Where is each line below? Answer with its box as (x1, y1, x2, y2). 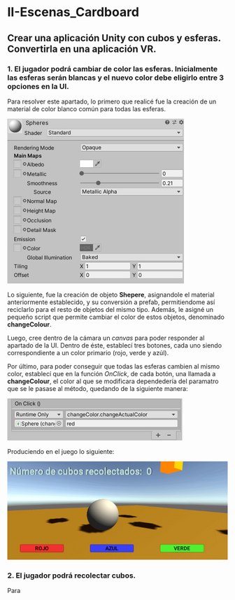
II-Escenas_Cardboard (7, 4, 140, 20)
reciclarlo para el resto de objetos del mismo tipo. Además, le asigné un (7, 305, 214, 313)
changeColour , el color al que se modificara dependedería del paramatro (7, 377, 219, 385)
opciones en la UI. (7, 81, 70, 91)
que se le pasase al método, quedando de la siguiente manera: (7, 384, 188, 392)
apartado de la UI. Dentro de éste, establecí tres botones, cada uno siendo (7, 341, 222, 350)
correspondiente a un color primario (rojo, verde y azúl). (7, 348, 169, 357)
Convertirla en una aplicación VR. (7, 43, 157, 55)
